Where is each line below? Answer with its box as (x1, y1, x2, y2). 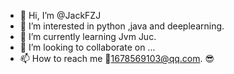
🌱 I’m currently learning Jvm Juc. (19, 31, 157, 42)
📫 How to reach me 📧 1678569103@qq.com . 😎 (19, 53, 215, 64)
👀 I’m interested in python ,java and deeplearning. (19, 20, 225, 32)
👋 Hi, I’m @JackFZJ (19, 10, 102, 21)
